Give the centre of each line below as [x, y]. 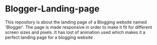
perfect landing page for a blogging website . [50, 37]
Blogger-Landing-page [52, 9]
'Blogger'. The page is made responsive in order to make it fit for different [78, 27]
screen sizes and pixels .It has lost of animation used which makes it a [75, 32]
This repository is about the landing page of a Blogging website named [76, 22]
